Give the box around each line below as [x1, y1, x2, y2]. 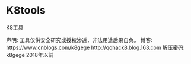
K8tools [6, 4, 46, 17]
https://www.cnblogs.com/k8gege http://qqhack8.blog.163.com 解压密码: [6, 44, 185, 51]
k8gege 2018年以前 [6, 51, 54, 58]
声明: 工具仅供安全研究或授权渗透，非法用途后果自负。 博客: [6, 36, 152, 43]
